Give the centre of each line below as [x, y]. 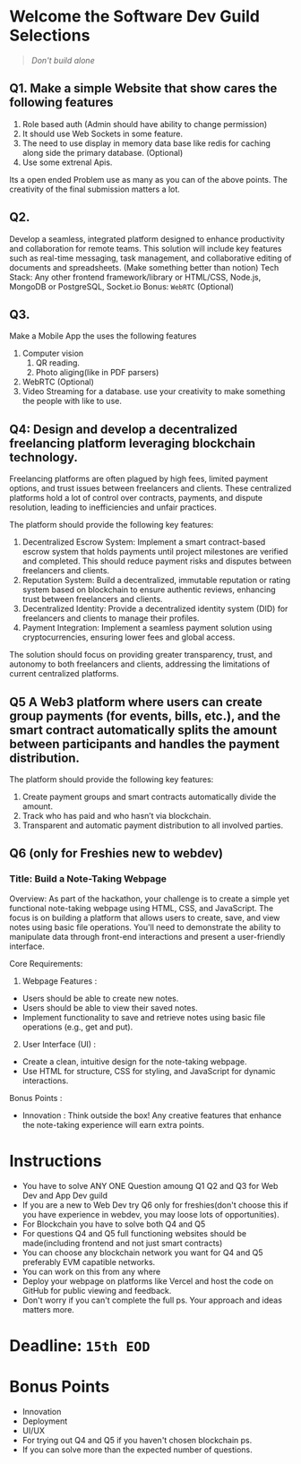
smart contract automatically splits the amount [143, 730]
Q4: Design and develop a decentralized [124, 429]
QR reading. [58, 363]
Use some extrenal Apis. [67, 162]
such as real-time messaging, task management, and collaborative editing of [150, 258]
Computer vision [53, 353]
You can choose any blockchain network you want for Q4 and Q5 [142, 1253]
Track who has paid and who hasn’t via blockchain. [117, 816]
